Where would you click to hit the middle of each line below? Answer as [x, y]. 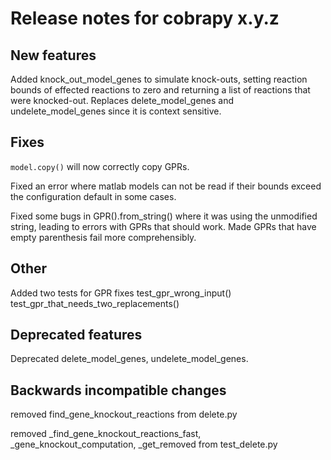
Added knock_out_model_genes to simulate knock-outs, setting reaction [159, 79]
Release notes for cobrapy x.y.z [145, 18]
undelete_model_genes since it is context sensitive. [116, 111]
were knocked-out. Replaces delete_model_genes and [122, 100]
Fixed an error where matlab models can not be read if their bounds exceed [166, 186]
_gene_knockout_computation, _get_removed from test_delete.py [144, 444]
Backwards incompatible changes [118, 390]
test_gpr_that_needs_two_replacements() [95, 303]
